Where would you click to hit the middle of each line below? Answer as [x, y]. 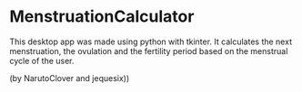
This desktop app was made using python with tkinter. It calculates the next [151, 41]
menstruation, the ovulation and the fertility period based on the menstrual [149, 51]
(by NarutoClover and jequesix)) [70, 78]
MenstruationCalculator [102, 17]
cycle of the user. [42, 60]
